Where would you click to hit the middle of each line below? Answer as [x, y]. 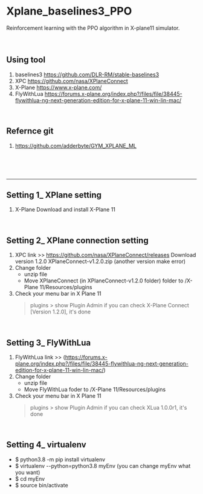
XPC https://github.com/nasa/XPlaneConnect [71, 81]
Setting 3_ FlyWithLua [49, 343]
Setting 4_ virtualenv [46, 445]
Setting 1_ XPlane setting [54, 195]
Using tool [26, 60]
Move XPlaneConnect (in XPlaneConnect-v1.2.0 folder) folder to [104, 281]
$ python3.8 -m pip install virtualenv [60, 459]
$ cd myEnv [30, 479]
